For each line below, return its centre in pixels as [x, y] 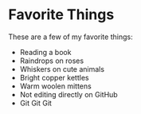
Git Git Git [35, 103]
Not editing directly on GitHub [69, 94]
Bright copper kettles [54, 77]
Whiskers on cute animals [62, 69]
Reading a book [45, 52]
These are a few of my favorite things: [70, 37]
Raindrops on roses [52, 61]
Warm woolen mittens [55, 86]
